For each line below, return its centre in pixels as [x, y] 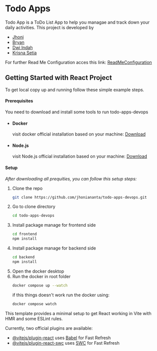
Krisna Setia [24, 53]
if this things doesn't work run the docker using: [61, 295]
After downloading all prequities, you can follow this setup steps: [71, 178]
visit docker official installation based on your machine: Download [79, 134]
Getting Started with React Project [59, 78]
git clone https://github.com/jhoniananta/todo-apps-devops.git [79, 197]
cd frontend [24, 234]
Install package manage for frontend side [54, 225]
